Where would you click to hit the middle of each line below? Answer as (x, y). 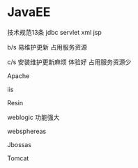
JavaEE (29, 12)
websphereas (27, 131)
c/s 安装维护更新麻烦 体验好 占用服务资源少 (69, 62)
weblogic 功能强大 (33, 117)
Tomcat (18, 158)
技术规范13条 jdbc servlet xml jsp (55, 32)
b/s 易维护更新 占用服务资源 (47, 47)
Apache (18, 76)
